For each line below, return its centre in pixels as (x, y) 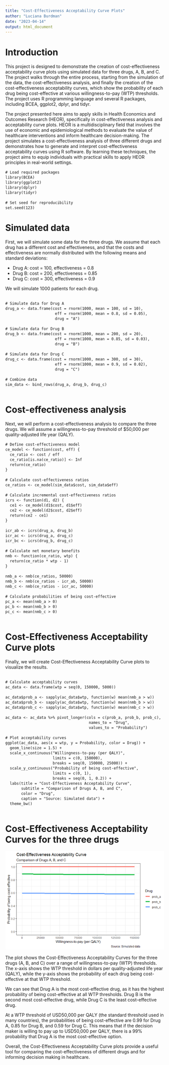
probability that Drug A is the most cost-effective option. (64, 1036)
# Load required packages (32, 172)
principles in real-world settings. (39, 163)
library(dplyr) (21, 188)
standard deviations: (26, 258)
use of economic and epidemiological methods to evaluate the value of (79, 130)
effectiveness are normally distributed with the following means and (76, 253)
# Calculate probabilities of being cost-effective (61, 597)
